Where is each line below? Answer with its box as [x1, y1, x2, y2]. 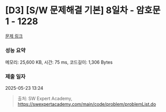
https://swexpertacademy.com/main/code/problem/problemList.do [17, 101, 156, 107]
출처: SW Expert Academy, [17, 95, 72, 101]
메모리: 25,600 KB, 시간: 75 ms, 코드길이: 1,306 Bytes [5, 59, 113, 66]
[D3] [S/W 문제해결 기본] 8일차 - [5, 5, 134, 16]
